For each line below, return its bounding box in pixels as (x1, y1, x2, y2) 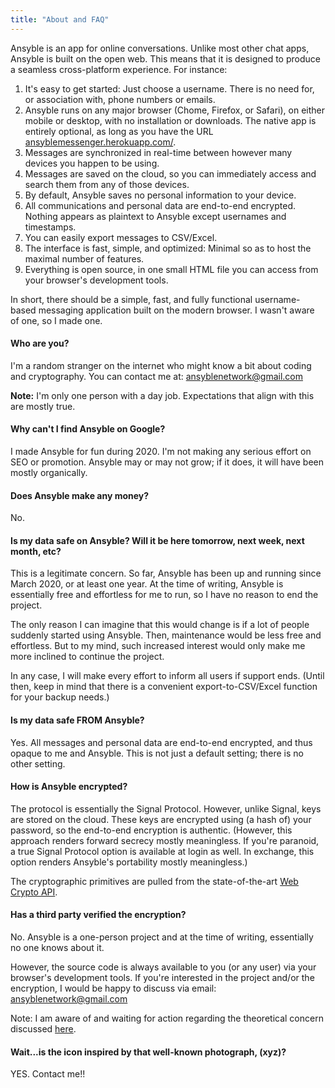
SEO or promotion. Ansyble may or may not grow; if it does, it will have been (10, 456, 325, 468)
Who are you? (10, 337, 70, 350)
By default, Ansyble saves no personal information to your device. (24, 189, 297, 201)
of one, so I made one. (10, 314, 103, 326)
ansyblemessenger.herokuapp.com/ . (24, 136, 177, 148)
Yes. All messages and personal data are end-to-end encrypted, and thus (10, 736, 313, 748)
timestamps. (24, 221, 77, 233)
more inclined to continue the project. (10, 651, 165, 663)
